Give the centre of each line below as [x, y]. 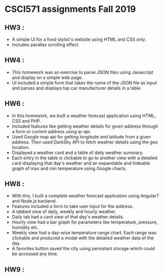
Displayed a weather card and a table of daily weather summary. [78, 152]
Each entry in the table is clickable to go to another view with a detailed [84, 158]
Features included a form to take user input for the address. [73, 207]
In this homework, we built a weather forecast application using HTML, [84, 116]
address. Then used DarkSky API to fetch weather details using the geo [85, 142]
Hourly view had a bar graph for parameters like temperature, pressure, [85, 222]
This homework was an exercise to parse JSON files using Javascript [82, 72]
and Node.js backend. [34, 201]
